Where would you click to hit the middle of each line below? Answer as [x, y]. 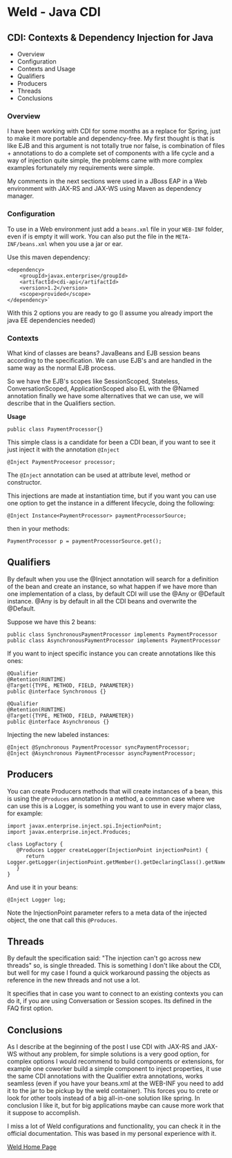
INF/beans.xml [28, 244]
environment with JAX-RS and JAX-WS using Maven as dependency [105, 189]
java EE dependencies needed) [51, 320]
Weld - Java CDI [54, 12]
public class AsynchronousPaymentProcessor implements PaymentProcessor [114, 640]
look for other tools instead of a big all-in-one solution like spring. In [104, 1098]
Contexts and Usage [46, 69]
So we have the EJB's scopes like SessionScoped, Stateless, [94, 381]
